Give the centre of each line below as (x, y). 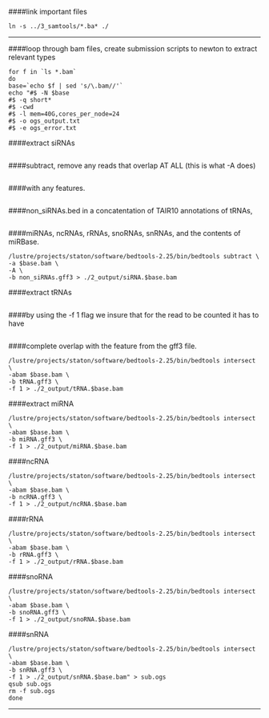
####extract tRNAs (40, 292)
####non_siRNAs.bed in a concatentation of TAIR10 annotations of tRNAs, (130, 211)
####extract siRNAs (42, 143)
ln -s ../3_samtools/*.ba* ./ (59, 26)
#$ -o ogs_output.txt (44, 121)
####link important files (48, 12)
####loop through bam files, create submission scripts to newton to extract (133, 49)
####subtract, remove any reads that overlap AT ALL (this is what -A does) (132, 165)
